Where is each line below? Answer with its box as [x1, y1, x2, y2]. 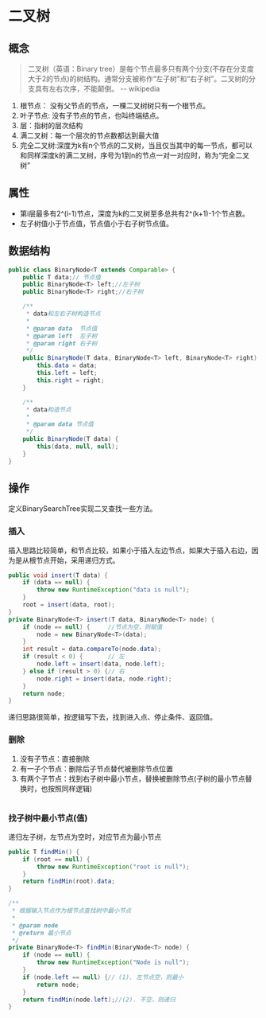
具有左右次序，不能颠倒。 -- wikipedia [34, 84, 160, 93]
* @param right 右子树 [25, 339, 98, 347]
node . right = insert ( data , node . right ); [37, 674, 172, 683]
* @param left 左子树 [25, 332, 98, 340]
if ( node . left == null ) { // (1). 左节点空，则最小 [22, 973, 184, 981]
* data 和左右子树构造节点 [25, 310, 101, 318]
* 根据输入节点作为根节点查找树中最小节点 [11, 907, 132, 915]
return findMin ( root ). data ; [22, 877, 115, 886]
